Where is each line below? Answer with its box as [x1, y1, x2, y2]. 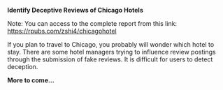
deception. [7, 63, 38, 70]
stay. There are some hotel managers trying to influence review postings [7, 48, 216, 56]
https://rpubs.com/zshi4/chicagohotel [7, 27, 117, 35]
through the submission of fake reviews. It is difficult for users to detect [7, 55, 213, 63]
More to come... [7, 76, 55, 84]
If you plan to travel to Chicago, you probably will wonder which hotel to [7, 40, 215, 48]
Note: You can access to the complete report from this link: [7, 20, 177, 27]
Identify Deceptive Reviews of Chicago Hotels [7, 6, 143, 14]
